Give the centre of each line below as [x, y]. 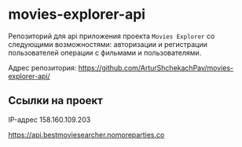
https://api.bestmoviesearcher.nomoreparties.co [86, 134]
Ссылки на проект [56, 100]
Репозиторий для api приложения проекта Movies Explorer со [112, 36]
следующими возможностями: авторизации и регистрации [108, 44]
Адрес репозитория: [42, 67]
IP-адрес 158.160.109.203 [49, 120]
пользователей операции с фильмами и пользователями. [105, 52]
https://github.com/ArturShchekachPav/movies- [156, 67]
